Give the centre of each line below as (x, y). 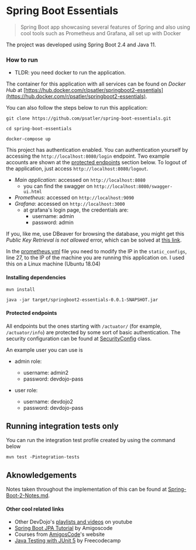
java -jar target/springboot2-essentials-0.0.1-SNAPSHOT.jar (82, 300)
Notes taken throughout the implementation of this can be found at (86, 489)
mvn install (20, 290)
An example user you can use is (44, 349)
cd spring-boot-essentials (39, 129)
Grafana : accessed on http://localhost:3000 (70, 204)
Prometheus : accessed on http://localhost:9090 (74, 198)
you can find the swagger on (58, 186)
